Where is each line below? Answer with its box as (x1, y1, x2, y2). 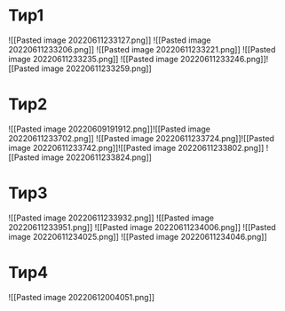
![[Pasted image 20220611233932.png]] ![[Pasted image (8, 212, 215, 223)
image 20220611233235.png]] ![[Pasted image (8, 53, 178, 64)
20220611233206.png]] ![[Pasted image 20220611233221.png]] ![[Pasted (8, 44, 276, 54)
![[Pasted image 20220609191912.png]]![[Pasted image (8, 124, 210, 134)
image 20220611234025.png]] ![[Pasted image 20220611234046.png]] (8, 231, 267, 242)
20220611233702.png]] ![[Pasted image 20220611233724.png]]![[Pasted (8, 132, 274, 143)
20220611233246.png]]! (179, 53, 269, 64)
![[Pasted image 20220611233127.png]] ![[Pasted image (8, 35, 211, 45)
